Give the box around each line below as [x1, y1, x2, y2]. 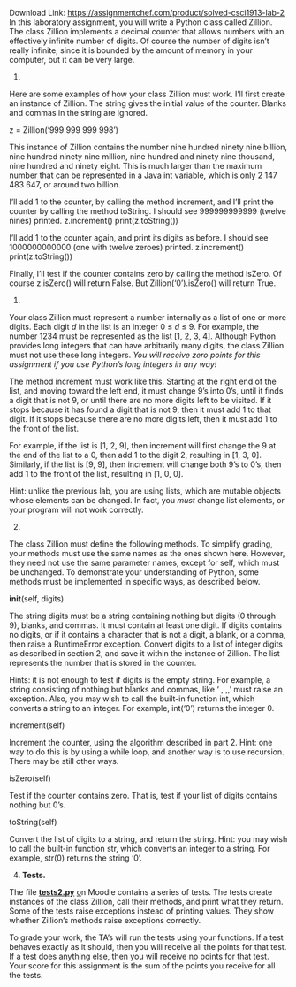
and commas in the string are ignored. [9, 108, 148, 118]
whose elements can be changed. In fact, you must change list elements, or [9, 495, 285, 505]
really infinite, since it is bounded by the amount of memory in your [9, 45, 254, 56]
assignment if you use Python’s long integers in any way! [9, 359, 217, 370]
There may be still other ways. [9, 756, 119, 766]
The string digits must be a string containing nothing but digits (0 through [9, 610, 277, 621]
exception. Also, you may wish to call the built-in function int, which [9, 693, 255, 704]
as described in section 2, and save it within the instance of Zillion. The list [9, 648, 280, 658]
